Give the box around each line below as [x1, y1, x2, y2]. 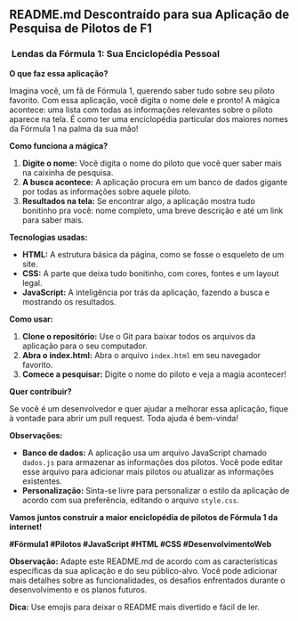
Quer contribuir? [9, 386, 73, 396]
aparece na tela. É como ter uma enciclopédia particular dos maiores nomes [9, 113, 289, 124]
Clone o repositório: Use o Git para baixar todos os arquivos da [21, 331, 256, 341]
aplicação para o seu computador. [21, 340, 149, 351]
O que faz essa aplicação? [9, 68, 109, 78]
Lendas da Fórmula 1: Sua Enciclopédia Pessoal [11, 48, 221, 61]
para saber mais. [21, 214, 85, 225]
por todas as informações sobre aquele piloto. [21, 186, 191, 197]
